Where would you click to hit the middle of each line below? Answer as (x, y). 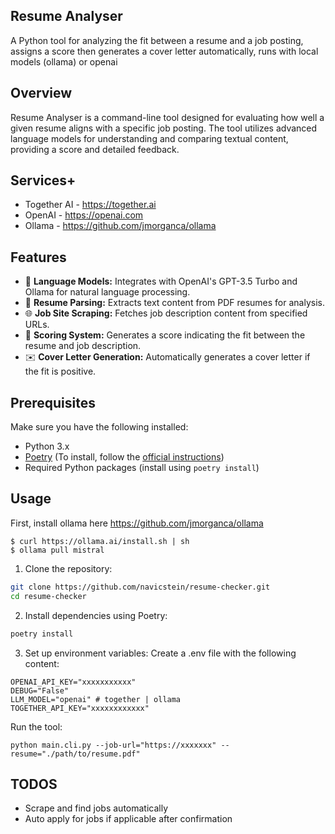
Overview (41, 93)
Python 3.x (47, 446)
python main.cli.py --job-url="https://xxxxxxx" (113, 745)
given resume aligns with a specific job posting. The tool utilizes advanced (164, 128)
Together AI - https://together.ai (90, 205)
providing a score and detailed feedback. (95, 149)
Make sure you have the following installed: (99, 427)
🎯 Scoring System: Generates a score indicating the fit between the (165, 335)
